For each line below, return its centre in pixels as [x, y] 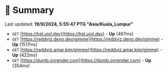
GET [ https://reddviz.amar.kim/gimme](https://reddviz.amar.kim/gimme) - [87, 49]
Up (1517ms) [25, 44]
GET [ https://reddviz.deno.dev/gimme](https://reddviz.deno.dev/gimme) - [88, 39]
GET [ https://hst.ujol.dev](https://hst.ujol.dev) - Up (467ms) [73, 33]
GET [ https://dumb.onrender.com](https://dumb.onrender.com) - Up [81, 60]
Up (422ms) [24, 55]
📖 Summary [29, 10]
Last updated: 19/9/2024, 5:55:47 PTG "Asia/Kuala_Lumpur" [69, 24]
